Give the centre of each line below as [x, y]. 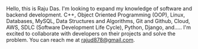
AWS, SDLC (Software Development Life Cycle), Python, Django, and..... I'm [99, 27]
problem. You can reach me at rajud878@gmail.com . [70, 40]
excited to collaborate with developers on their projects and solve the [91, 34]
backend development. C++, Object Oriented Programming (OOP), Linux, [96, 15]
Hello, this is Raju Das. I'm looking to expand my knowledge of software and [99, 9]
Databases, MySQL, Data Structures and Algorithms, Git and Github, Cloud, [98, 21]
